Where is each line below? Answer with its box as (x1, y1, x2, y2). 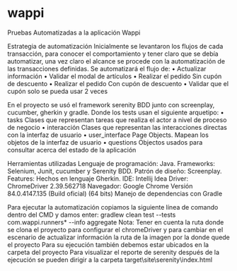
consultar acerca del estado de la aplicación (7, 145, 137, 154)
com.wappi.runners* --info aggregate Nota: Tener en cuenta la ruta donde (7, 217, 224, 227)
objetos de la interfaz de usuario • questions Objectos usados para (7, 138, 203, 146)
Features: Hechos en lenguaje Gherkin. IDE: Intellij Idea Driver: (7, 174, 189, 183)
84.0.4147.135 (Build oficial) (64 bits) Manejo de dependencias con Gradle (7, 189, 223, 198)
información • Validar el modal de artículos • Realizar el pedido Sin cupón (7, 72, 222, 80)
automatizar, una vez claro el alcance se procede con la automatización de (7, 56, 225, 65)
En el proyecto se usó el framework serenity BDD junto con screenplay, (7, 100, 215, 109)
